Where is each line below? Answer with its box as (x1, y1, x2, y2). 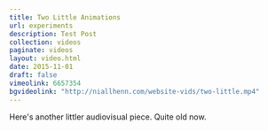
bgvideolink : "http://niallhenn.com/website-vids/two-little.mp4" (9, 87, 260, 96)
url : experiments (9, 21, 74, 30)
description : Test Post (9, 29, 98, 38)
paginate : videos (9, 46, 74, 55)
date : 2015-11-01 (9, 63, 74, 72)
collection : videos (9, 37, 82, 47)
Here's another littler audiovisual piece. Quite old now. (9, 112, 207, 122)
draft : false (9, 71, 58, 80)
